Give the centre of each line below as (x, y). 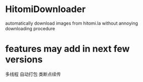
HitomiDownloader (45, 9)
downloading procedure (30, 28)
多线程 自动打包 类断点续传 (33, 74)
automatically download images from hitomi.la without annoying (71, 23)
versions (24, 60)
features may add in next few (67, 49)
